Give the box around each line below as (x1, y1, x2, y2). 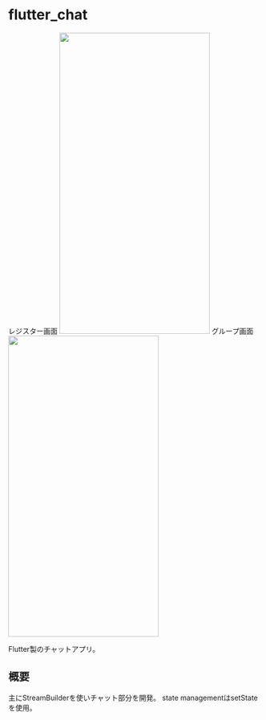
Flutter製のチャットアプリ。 (8, 644, 100, 653)
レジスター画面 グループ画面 (8, 326, 254, 336)
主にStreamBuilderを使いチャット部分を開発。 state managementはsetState (8, 693, 259, 702)
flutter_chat (8, 6, 88, 24)
